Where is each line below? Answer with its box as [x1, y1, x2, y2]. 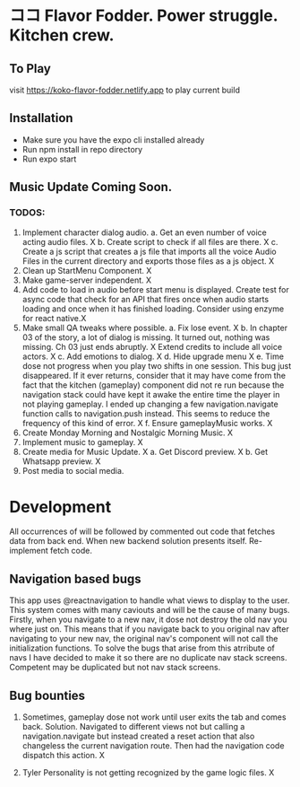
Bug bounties [9, 687, 86, 703]
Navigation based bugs [9, 571, 141, 586]
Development [9, 496, 112, 517]
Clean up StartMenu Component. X [21, 265, 152, 275]
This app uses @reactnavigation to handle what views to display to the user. [9, 595, 290, 606]
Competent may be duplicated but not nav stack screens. [9, 662, 221, 673]
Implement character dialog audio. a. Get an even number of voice [21, 227, 267, 238]
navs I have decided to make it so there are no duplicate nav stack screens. [9, 652, 288, 663]
